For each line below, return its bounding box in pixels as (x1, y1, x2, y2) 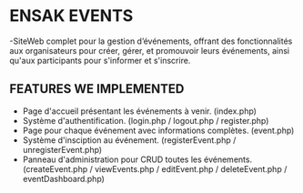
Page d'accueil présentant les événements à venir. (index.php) (22, 106, 258, 117)
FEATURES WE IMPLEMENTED (9, 81, 185, 96)
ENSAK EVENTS (9, 5, 134, 26)
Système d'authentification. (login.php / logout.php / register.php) (22, 115, 269, 126)
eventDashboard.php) (22, 173, 105, 184)
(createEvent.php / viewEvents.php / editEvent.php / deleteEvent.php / (22, 163, 288, 174)
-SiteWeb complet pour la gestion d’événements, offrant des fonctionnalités (9, 36, 293, 46)
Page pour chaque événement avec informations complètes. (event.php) (22, 125, 295, 136)
